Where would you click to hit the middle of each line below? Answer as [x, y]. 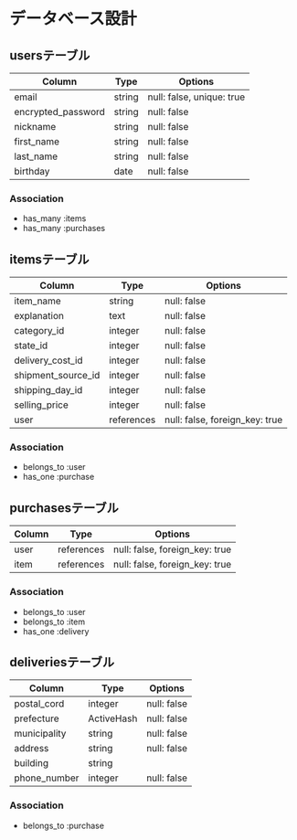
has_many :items [54, 218]
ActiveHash [113, 718]
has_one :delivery [56, 631]
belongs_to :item [54, 622]
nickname [35, 127]
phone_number [47, 778]
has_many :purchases [64, 229]
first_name [37, 141]
